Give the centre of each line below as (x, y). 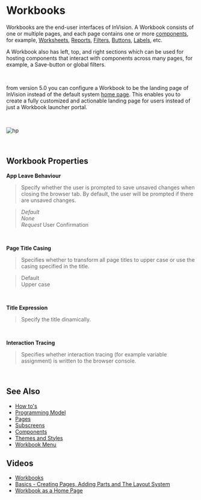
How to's (26, 406)
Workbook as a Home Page (49, 491)
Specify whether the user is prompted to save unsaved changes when (108, 187)
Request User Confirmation (55, 224)
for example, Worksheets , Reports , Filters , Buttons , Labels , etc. (84, 40)
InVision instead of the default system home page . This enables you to (93, 94)
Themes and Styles (39, 438)
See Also (23, 392)
